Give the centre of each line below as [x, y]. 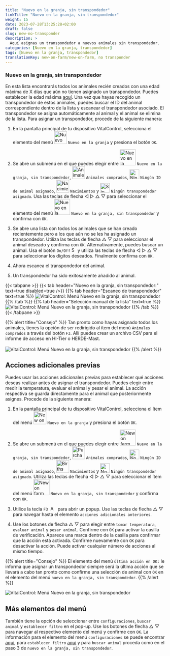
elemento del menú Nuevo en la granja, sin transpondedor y [86, 213]
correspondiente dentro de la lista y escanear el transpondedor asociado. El [84, 108]
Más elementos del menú [46, 609]
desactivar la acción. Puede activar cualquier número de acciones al [84, 546]
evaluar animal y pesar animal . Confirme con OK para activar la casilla [86, 530]
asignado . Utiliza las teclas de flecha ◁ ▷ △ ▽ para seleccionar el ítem [87, 477]
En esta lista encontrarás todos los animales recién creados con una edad [82, 86]
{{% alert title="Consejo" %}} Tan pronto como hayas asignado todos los [82, 322]
